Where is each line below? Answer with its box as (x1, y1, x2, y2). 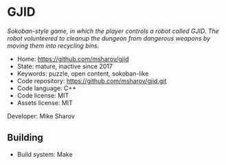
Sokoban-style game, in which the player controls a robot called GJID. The (7, 27, 220, 35)
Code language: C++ (16, 84, 77, 92)
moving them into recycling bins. (7, 41, 100, 49)
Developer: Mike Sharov (7, 111, 76, 120)
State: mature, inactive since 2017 (16, 62, 113, 70)
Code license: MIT (16, 91, 69, 100)
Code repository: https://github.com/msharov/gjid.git (16, 76, 167, 85)
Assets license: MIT (16, 98, 74, 107)
